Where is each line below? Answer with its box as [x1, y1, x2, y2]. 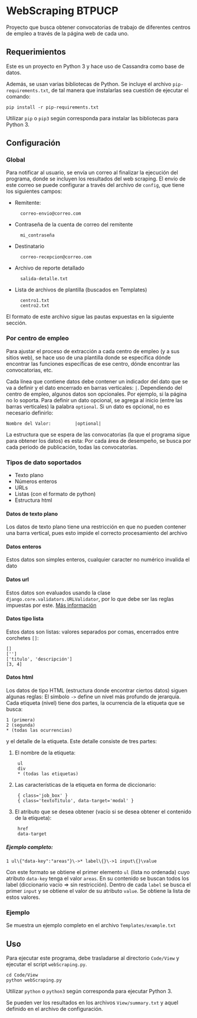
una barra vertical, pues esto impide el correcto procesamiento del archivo [6, 530, 188, 537]
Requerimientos [6, 47, 66, 57]
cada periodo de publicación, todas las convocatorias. [6, 444, 138, 451]
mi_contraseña [20, 232, 55, 238]
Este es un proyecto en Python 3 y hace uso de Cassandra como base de [6, 63, 185, 70]
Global [6, 156, 25, 164]
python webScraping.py [6, 977, 62, 983]
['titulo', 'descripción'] [6, 656, 73, 662]
